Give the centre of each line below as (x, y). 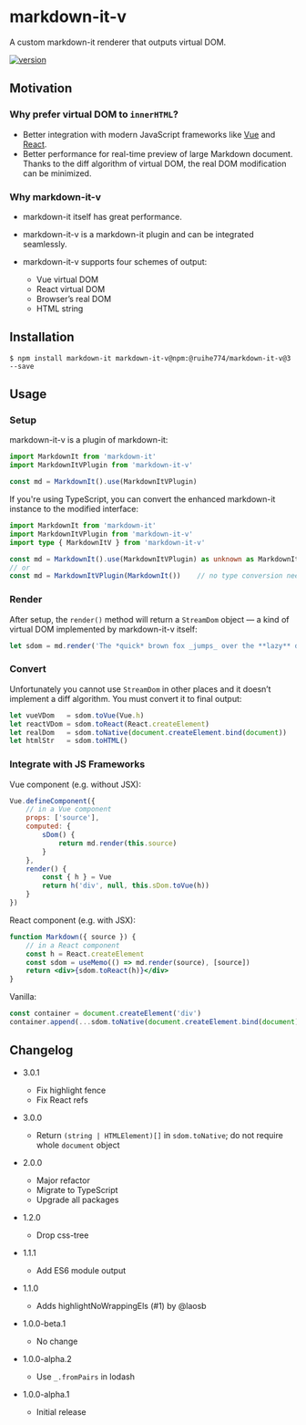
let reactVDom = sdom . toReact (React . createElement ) (109, 724)
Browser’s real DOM (74, 299)
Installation (42, 337)
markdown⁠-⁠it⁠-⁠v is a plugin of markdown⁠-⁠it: (89, 440)
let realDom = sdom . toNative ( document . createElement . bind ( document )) (148, 732)
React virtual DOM (71, 288)
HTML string (60, 309)
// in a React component (73, 945)
